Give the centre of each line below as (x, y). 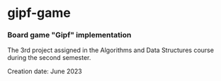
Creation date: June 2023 (45, 71)
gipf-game (39, 13)
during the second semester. (49, 58)
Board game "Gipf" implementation (69, 35)
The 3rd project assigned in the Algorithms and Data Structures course (111, 50)
